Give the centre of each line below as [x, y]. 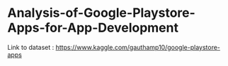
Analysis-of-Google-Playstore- [102, 13]
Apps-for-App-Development [93, 28]
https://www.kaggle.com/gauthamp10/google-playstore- [138, 47]
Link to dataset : [31, 47]
